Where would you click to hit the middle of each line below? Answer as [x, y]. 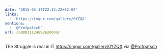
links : [12, 14]
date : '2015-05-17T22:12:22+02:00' [41, 10]
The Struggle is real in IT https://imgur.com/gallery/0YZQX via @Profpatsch [81, 46]
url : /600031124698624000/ [33, 32]
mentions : [15, 23]
